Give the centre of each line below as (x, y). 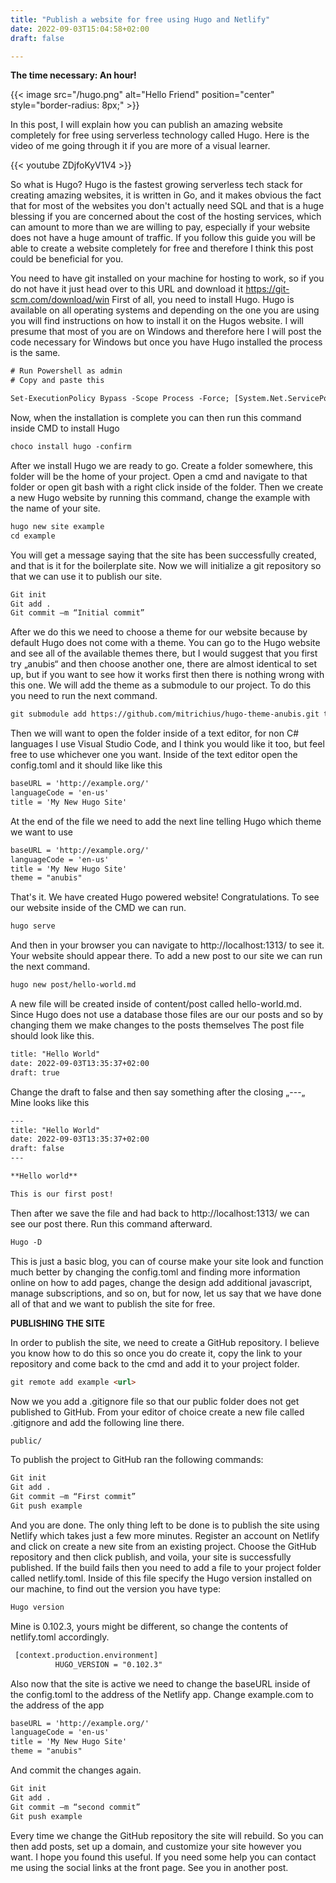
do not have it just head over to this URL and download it (127, 289)
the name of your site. (55, 508)
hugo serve (33, 926)
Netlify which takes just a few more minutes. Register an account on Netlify (165, 1535)
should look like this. (52, 1035)
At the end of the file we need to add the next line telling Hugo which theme (166, 821)
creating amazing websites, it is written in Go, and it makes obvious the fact (166, 195)
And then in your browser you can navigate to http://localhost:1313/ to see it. (167, 945)
